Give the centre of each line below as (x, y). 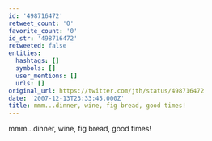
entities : (25, 53)
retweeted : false (38, 46)
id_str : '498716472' (43, 38)
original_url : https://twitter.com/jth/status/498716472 (106, 91)
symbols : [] (36, 68)
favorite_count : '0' (43, 31)
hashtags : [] (38, 61)
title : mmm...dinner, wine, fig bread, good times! (97, 106)
